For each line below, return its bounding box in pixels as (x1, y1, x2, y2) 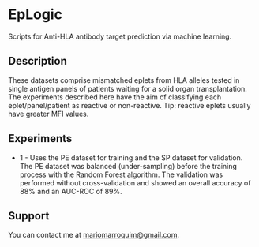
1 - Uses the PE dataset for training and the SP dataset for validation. (19, 152, 243, 163)
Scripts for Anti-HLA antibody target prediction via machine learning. (8, 32, 232, 41)
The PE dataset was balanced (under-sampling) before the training (19, 161, 237, 170)
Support (8, 209, 50, 223)
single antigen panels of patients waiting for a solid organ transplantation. (8, 84, 247, 93)
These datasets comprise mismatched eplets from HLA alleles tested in (8, 75, 240, 84)
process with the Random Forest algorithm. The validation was (19, 170, 223, 179)
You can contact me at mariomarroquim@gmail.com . (8, 230, 180, 240)
